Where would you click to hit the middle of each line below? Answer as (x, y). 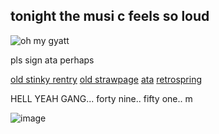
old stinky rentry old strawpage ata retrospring (106, 79)
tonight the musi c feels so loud (110, 16)
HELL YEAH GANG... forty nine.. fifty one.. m (101, 98)
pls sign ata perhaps (52, 60)
